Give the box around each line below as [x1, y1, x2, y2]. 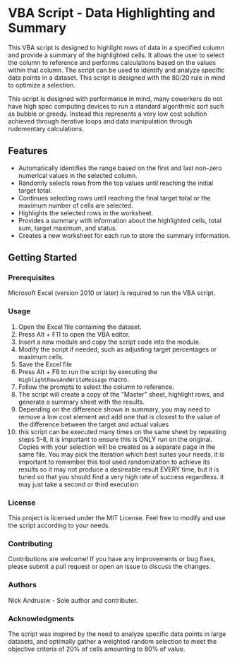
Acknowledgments [8, 613, 75, 623]
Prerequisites [8, 273, 55, 283]
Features [8, 145, 48, 157]
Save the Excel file [18, 360, 73, 368]
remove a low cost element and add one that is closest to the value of [18, 412, 221, 421]
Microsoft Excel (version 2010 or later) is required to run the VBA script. [8, 289, 216, 297]
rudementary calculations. [8, 124, 84, 133]
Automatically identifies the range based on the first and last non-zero [18, 164, 223, 172]
